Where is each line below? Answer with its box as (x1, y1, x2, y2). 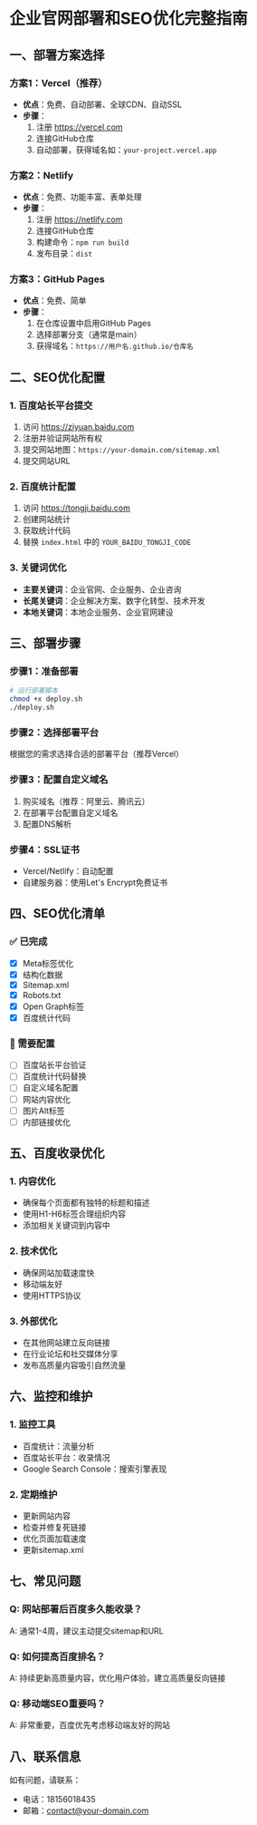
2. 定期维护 (9, 1488, 58, 1500)
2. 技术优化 (9, 1245, 58, 1257)
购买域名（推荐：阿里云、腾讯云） (22, 795, 150, 807)
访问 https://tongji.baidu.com (22, 502, 131, 513)
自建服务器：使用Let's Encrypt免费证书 (22, 877, 168, 888)
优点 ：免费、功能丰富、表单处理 (22, 191, 142, 202)
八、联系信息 (9, 1749, 81, 1764)
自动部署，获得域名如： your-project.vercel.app (35, 144, 217, 155)
